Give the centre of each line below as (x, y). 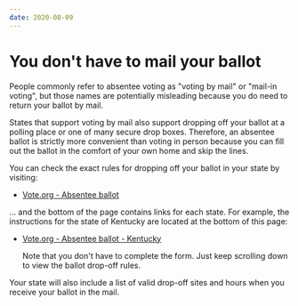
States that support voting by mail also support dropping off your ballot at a (147, 122)
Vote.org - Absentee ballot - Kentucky (92, 238)
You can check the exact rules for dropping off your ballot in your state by (145, 168)
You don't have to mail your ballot (135, 61)
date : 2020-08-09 (41, 17)
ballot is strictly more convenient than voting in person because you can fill (147, 141)
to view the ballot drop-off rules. (81, 265)
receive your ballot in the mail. (64, 292)
